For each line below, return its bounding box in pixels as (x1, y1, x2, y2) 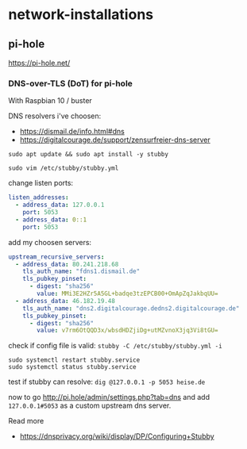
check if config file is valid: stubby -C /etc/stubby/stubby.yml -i (8, 341, 222, 351)
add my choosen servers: (8, 237, 92, 247)
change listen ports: (8, 178, 74, 188)
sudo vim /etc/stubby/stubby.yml (8, 164, 119, 172)
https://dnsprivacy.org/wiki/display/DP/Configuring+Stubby (19, 432, 214, 441)
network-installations (8, 6, 153, 24)
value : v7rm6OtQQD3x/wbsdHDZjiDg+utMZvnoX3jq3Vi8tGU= (37, 327, 218, 335)
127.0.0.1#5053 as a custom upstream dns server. (8, 401, 172, 410)
